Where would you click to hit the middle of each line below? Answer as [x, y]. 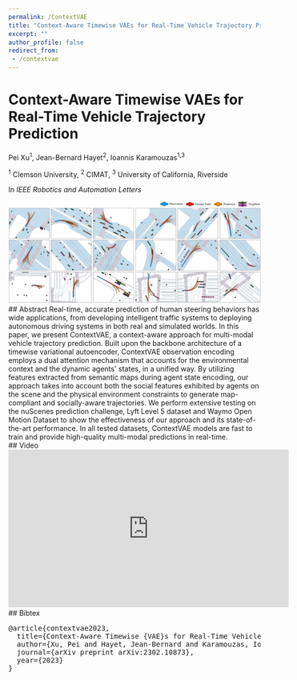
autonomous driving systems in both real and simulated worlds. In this [124, 326]
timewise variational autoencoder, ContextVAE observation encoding [121, 352]
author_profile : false [46, 42]
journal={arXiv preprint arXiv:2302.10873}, [105, 652]
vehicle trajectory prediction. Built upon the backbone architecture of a [125, 343]
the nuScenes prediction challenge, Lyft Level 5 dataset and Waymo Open [130, 411]
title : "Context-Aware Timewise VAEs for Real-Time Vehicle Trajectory [130, 25]
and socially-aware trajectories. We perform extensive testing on [149, 403]
